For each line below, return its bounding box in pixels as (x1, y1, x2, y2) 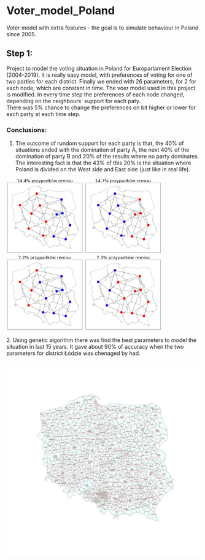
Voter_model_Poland (6, 4, 115, 18)
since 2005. (6, 30, 37, 37)
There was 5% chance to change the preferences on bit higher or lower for (6, 104, 196, 111)
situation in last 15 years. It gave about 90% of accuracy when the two (6, 343, 184, 350)
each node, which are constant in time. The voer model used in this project (6, 84, 196, 91)
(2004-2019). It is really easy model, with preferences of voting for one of (6, 71, 193, 79)
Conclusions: (6, 125, 47, 134)
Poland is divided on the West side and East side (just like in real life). (15, 166, 190, 173)
